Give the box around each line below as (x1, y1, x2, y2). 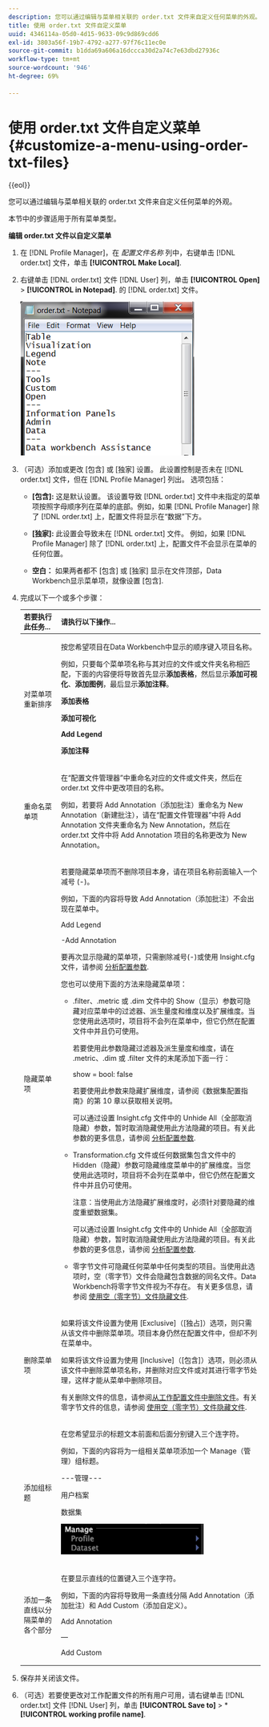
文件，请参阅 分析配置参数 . (60, 961, 150, 971)
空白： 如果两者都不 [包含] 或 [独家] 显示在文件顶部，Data (31, 566, 223, 575)
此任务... (23, 622, 51, 632)
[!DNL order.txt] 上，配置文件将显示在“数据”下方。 (41, 511, 207, 521)
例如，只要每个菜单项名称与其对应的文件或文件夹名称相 (60, 659, 243, 669)
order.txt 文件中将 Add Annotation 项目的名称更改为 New (60, 830, 247, 839)
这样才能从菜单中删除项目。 (74, 1376, 167, 1385)
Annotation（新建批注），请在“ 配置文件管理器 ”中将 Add (60, 810, 242, 819)
